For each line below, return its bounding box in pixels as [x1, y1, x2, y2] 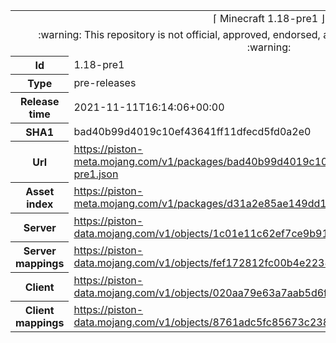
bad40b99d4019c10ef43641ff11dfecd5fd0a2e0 [73, 125, 312, 138]
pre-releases [73, 76, 137, 89]
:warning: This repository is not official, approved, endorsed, [38, 28, 321, 41]
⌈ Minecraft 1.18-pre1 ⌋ [213, 12, 325, 25]
